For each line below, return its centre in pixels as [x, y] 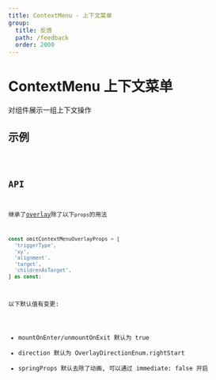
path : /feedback [42, 38]
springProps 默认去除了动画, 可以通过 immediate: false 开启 [113, 369]
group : [19, 23]
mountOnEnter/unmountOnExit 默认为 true [84, 338]
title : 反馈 [34, 30]
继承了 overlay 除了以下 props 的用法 [58, 215]
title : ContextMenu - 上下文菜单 [60, 15]
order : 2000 [35, 45]
